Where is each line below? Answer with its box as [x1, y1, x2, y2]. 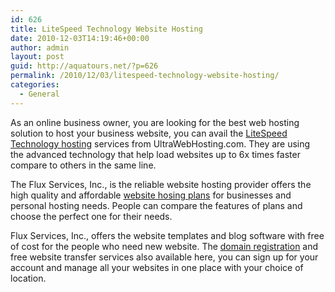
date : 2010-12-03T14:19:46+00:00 [10, 33, 150, 43]
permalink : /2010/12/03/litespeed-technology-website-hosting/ [10, 71, 280, 81]
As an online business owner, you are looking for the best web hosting [10, 116, 300, 128]
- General [19, 89, 60, 99]
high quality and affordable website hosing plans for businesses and [10, 189, 292, 201]
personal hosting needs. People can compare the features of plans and [10, 199, 303, 211]
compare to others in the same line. [10, 159, 157, 171]
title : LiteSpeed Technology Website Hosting [10, 24, 203, 34]
